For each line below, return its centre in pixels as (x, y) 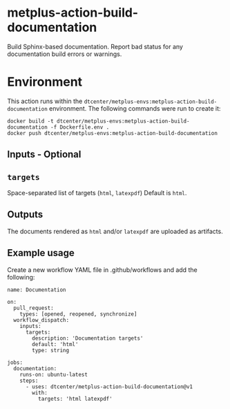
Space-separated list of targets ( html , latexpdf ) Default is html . (97, 193)
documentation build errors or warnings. (65, 54)
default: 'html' (55, 344)
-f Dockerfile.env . (80, 127)
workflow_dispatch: (41, 320)
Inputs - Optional (44, 155)
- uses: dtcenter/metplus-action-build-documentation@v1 (109, 387)
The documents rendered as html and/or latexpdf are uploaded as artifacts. (115, 231)
